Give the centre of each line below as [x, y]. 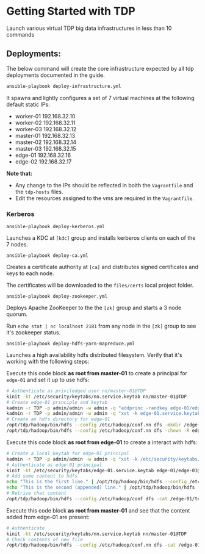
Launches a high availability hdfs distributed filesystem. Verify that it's [94, 354]
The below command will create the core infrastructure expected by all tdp [100, 68]
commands [20, 34]
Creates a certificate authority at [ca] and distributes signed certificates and [102, 267]
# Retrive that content [37, 493]
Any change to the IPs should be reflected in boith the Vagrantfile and [104, 185]
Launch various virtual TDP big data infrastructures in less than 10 [89, 28]
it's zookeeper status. [34, 332]
